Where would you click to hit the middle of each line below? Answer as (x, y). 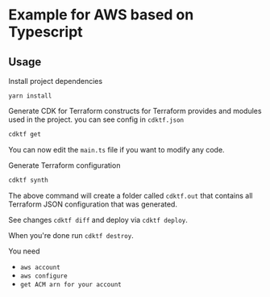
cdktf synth (28, 180)
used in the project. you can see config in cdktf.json (96, 119)
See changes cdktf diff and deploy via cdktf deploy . (98, 220)
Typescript (46, 32)
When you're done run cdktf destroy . (71, 235)
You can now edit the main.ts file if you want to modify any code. (116, 149)
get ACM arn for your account (71, 284)
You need (24, 251)
